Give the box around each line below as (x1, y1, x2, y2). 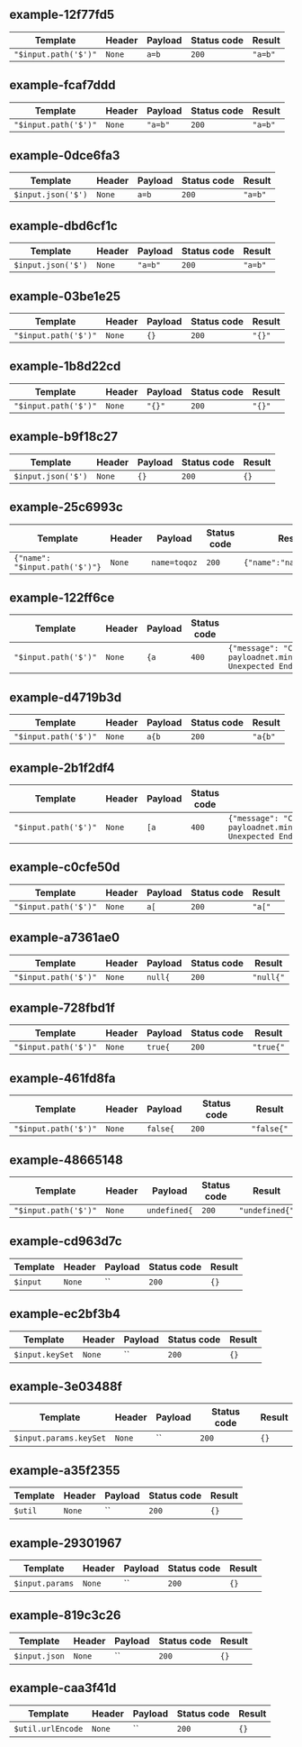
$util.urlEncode (13, 1724, 84, 1733)
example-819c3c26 (9, 1608, 121, 1624)
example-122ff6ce (9, 590, 115, 605)
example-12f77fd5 (9, 7, 115, 23)
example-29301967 (9, 1535, 122, 1550)
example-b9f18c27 (9, 429, 119, 444)
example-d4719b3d (9, 690, 122, 705)
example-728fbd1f (9, 1000, 115, 1015)
